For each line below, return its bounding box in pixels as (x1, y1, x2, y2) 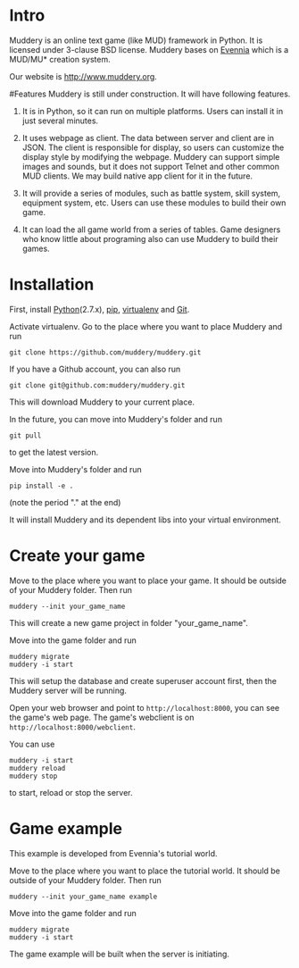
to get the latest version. (9, 446, 99, 457)
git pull (9, 430, 42, 440)
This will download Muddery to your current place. (9, 396, 195, 407)
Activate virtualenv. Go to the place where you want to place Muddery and (9, 321, 283, 331)
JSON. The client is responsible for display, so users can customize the (21, 142, 285, 153)
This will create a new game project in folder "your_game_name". (9, 617, 248, 628)
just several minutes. (21, 115, 99, 126)
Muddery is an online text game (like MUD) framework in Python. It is (9, 35, 263, 46)
